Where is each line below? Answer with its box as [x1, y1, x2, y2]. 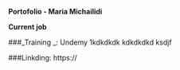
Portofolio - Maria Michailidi [8, 7, 103, 16]
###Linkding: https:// [8, 53, 77, 62]
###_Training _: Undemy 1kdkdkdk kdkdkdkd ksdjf [8, 37, 173, 47]
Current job [8, 22, 47, 31]
